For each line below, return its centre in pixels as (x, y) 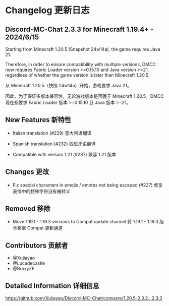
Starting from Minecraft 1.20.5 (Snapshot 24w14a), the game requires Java (83, 49)
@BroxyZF (23, 269)
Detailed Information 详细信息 (52, 286)
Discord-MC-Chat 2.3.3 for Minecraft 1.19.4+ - (79, 29)
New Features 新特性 (38, 120)
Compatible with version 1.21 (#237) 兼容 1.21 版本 (64, 154)
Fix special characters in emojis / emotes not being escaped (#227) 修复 (88, 185)
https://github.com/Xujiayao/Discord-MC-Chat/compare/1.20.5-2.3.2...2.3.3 (84, 298)
